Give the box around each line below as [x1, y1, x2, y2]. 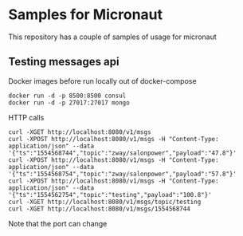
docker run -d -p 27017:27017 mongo [8, 98, 130, 107]
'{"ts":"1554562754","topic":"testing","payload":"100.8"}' [8, 191, 213, 199]
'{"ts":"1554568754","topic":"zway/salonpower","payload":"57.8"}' [8, 170, 237, 178]
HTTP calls [8, 112, 45, 122]
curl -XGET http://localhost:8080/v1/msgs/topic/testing [8, 198, 202, 206]
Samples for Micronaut [8, 6, 163, 24]
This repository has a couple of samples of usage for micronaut [8, 32, 217, 41]
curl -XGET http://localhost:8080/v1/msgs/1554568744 [8, 205, 191, 213]
